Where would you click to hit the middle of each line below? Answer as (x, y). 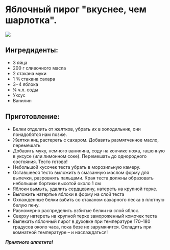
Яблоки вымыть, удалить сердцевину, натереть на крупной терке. (85, 189)
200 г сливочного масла (39, 68)
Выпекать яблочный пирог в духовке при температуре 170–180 (81, 221)
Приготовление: (32, 117)
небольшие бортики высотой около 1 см (57, 183)
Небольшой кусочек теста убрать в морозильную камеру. (76, 167)
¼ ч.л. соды (25, 89)
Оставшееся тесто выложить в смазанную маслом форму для (81, 172)
